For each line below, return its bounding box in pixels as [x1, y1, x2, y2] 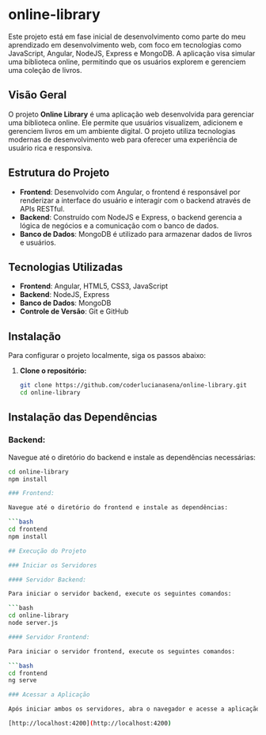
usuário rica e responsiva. [8, 143, 93, 152]
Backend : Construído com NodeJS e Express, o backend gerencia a [19, 212, 243, 222]
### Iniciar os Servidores [8, 561, 97, 569]
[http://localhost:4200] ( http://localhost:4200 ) [8, 719, 172, 727]
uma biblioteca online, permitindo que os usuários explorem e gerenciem [8, 57, 246, 67]
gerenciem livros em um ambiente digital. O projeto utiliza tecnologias [8, 126, 236, 135]
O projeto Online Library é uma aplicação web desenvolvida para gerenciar [8, 109, 255, 119]
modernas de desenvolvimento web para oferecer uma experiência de [8, 135, 237, 144]
